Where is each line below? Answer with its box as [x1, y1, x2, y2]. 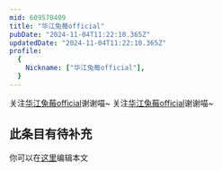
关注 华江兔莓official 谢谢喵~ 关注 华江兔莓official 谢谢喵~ [9, 97, 214, 108]
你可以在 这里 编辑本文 [9, 152, 88, 163]
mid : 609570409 [9, 13, 67, 22]
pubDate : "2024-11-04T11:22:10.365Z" [9, 30, 151, 39]
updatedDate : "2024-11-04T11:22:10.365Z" [9, 38, 167, 48]
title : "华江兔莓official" [9, 22, 105, 31]
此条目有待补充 [9, 127, 93, 142]
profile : [9, 47, 42, 56]
